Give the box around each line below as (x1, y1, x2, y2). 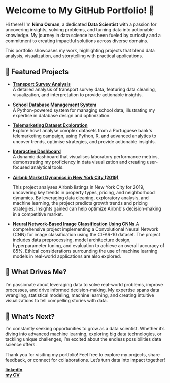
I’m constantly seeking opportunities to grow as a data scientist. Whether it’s (5, 326, 165, 332)
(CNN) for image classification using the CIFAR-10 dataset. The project (12, 231, 161, 237)
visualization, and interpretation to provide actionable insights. (12, 91, 143, 98)
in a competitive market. (12, 211, 63, 217)
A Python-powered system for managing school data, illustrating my (12, 107, 155, 113)
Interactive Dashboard (12, 148, 61, 154)
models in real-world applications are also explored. (12, 253, 121, 259)
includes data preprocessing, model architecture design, (12, 237, 131, 243)
